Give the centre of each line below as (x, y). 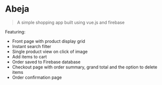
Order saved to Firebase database (46, 62)
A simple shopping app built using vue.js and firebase (71, 22)
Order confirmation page (37, 77)
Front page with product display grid (48, 41)
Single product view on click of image (50, 51)
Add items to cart (29, 56)
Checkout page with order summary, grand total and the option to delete (85, 67)
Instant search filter (32, 46)
